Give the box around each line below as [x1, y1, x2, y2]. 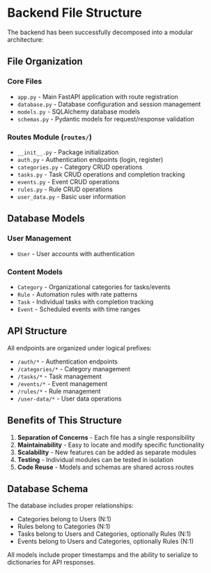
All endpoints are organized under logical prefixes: [7, 343, 152, 352]
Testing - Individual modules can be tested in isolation [17, 455, 174, 463]
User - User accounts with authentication [17, 249, 135, 258]
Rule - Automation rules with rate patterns [17, 290, 138, 298]
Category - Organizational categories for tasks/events [17, 283, 171, 291]
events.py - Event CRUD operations [17, 177, 120, 186]
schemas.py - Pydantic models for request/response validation [17, 114, 195, 123]
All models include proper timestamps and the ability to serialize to [7, 551, 198, 559]
